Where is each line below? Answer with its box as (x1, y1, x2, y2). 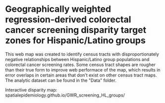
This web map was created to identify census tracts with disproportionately (5, 51, 160, 57)
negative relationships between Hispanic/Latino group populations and (5, 56, 150, 62)
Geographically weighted (5, 3, 111, 15)
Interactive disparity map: (5, 87, 57, 93)
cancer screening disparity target (5, 25, 147, 35)
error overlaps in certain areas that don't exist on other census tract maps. (5, 72, 157, 78)
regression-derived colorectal (5, 14, 131, 25)
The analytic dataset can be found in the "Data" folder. (5, 77, 116, 83)
